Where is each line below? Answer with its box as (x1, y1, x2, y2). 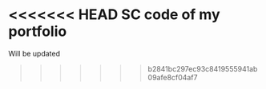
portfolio (8, 22, 67, 41)
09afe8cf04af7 (147, 72, 198, 82)
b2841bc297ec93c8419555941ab (147, 64, 258, 73)
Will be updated (8, 48, 61, 58)
